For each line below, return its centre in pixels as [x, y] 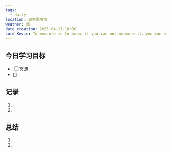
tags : [11, 10]
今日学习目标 [26, 56]
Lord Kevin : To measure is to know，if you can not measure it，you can [83, 34]
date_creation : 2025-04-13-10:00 [41, 29]
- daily [18, 15]
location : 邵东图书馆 [26, 19]
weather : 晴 [18, 24]
